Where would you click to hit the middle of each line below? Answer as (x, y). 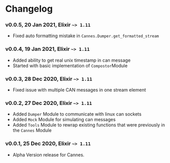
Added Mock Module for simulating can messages (64, 120)
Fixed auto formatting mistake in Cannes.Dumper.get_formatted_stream (86, 36)
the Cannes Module (32, 130)
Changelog (29, 9)
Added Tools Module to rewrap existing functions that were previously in (89, 125)
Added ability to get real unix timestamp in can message (72, 60)
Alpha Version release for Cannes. (49, 155)
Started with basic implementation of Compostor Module (70, 65)
